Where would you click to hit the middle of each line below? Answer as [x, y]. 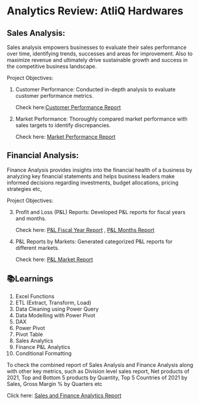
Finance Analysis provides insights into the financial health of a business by [99, 170]
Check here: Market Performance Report [65, 137]
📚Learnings [30, 279]
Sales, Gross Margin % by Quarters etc [55, 384]
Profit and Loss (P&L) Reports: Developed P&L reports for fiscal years [100, 212]
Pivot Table [29, 334]
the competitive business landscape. [52, 66]
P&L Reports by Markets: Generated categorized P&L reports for [94, 241]
